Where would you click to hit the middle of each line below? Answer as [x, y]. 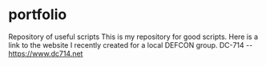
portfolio [38, 15]
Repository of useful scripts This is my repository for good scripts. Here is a [133, 37]
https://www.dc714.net [46, 53]
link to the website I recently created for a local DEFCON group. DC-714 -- [131, 45]
